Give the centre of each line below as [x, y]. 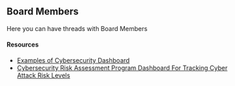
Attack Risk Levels [43, 75]
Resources [23, 44]
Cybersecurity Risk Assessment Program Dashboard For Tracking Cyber [122, 68]
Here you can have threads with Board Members [77, 28]
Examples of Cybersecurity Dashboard [73, 61]
